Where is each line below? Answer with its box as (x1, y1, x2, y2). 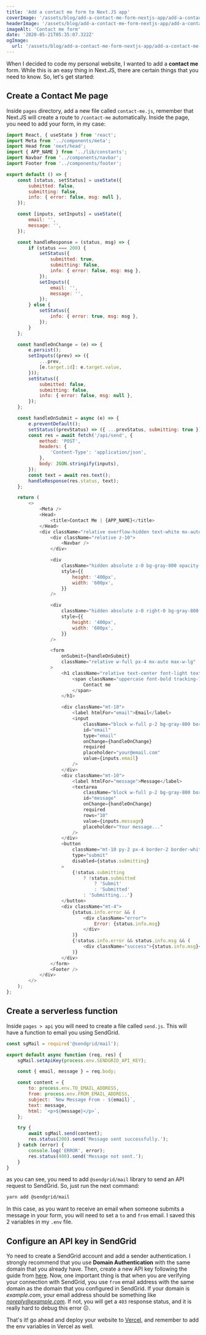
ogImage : (6, 37, 29, 44)
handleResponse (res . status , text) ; (28, 477, 120, 484)
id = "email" (83, 727, 112, 733)
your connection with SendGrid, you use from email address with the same (6, 1279, 194, 1286)
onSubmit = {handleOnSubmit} (61, 653, 131, 660)
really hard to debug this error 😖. (6, 1304, 91, 1312)
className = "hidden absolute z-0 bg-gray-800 (61, 563, 177, 569)
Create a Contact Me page (6, 91, 109, 101)
